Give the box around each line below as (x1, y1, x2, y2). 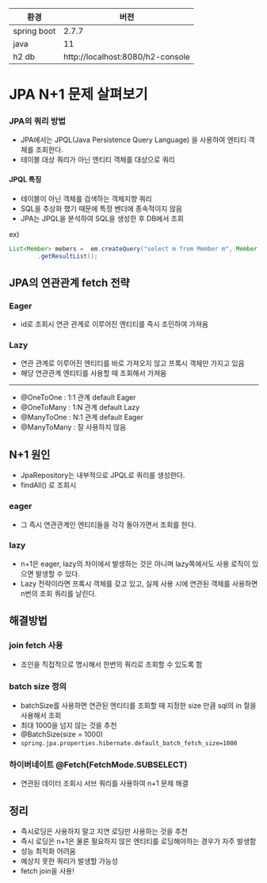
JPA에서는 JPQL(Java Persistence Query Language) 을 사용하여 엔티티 (20, 135, 247, 145)
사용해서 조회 (20, 710, 62, 720)
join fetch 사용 (9, 640, 63, 651)
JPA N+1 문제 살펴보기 (9, 86, 148, 104)
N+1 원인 (9, 448, 51, 461)
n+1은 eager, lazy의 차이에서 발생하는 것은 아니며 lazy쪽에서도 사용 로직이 (20, 559, 250, 568)
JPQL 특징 (9, 174, 42, 185)
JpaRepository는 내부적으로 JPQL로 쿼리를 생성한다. (20, 471, 185, 480)
